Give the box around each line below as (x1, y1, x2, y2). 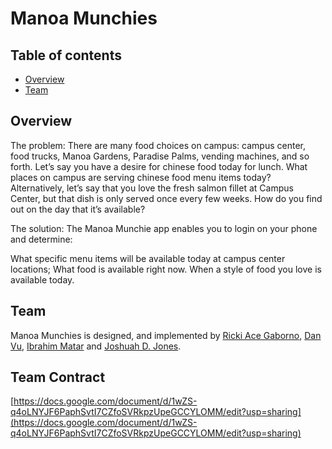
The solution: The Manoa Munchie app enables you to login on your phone (10, 222, 318, 234)
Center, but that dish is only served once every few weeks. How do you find (10, 192, 323, 204)
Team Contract (10, 369, 106, 386)
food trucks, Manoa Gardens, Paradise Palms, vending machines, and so (10, 150, 310, 162)
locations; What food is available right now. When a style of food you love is (10, 263, 322, 275)
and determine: (10, 233, 73, 245)
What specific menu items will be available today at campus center (10, 252, 286, 264)
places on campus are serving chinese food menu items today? (10, 171, 272, 183)
